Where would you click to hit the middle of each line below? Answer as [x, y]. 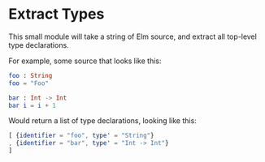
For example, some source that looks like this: [85, 61]
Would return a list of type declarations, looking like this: [102, 121]
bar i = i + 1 [33, 105]
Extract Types [56, 14]
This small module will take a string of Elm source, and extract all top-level [133, 36]
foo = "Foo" [28, 83]
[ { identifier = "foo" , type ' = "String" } [81, 136]
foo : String [30, 75]
